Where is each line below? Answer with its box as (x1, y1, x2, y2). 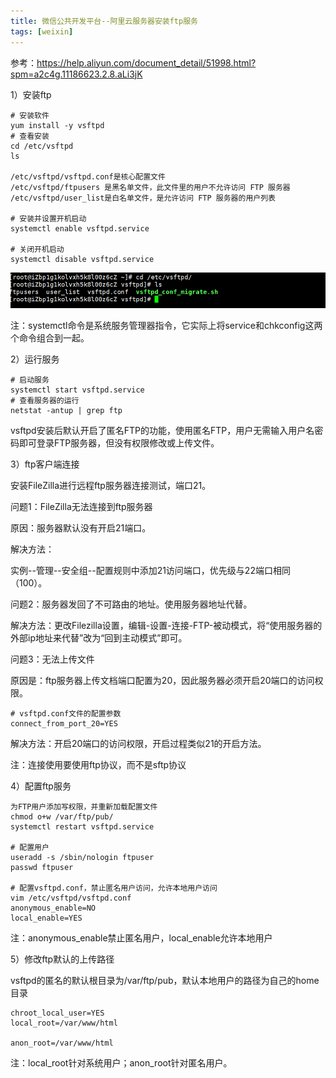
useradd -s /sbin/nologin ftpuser (10, 853, 155, 863)
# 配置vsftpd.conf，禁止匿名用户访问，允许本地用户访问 (10, 883, 218, 894)
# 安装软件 (10, 110, 50, 120)
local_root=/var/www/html (10, 1018, 118, 1029)
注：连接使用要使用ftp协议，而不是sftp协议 (10, 759, 187, 771)
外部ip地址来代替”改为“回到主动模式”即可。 (10, 632, 188, 644)
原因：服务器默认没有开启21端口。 (10, 522, 152, 534)
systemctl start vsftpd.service (10, 385, 145, 395)
